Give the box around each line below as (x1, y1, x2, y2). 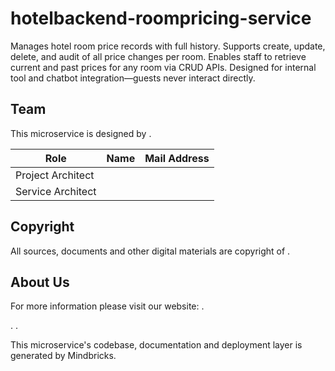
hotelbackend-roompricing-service (10, 7, 312, 30)
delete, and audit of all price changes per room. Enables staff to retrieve (10, 50, 307, 62)
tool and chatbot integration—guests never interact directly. (10, 72, 256, 84)
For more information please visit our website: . (10, 300, 205, 312)
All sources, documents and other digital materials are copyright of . (10, 245, 291, 257)
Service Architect (15, 184, 97, 198)
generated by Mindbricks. (10, 350, 117, 362)
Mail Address (144, 151, 210, 165)
